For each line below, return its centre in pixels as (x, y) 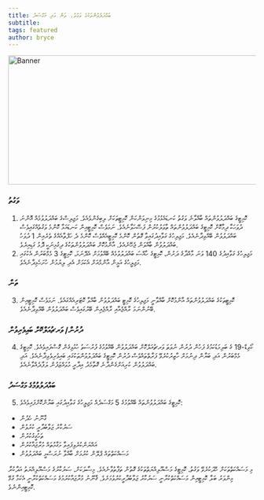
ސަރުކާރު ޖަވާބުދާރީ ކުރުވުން (46, 427)
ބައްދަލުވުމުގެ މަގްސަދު (32, 386)
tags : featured (33, 30)
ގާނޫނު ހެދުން (33, 418)
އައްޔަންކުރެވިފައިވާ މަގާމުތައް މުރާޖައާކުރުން (59, 445)
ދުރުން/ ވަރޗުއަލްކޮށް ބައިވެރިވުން (46, 329)
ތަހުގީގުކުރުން (31, 436)
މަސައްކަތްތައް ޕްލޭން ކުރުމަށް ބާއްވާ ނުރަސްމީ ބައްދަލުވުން (74, 454)
